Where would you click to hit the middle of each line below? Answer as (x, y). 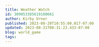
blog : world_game (23, 32)
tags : (11, 37)
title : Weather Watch (27, 10)
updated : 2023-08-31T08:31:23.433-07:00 (48, 28)
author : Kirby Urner (26, 19)
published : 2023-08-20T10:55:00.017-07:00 (49, 23)
